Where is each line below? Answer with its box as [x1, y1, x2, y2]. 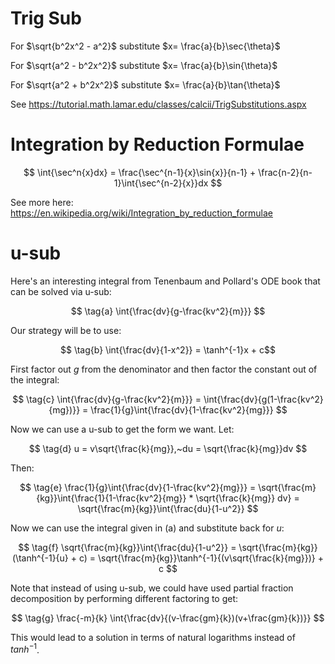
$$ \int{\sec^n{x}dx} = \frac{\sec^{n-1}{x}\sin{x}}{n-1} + [23, 166, 257, 178]
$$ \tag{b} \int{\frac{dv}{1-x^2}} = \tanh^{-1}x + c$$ [60, 343, 276, 356]
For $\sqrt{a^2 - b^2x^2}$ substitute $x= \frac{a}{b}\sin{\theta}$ [10, 59, 278, 71]
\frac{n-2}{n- [258, 166, 313, 178]
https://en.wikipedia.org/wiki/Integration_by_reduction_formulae [10, 207, 273, 219]
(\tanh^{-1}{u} [12, 552, 69, 564]
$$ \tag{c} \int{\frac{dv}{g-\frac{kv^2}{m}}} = [12, 393, 202, 405]
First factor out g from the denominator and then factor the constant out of [10, 363, 318, 375]
